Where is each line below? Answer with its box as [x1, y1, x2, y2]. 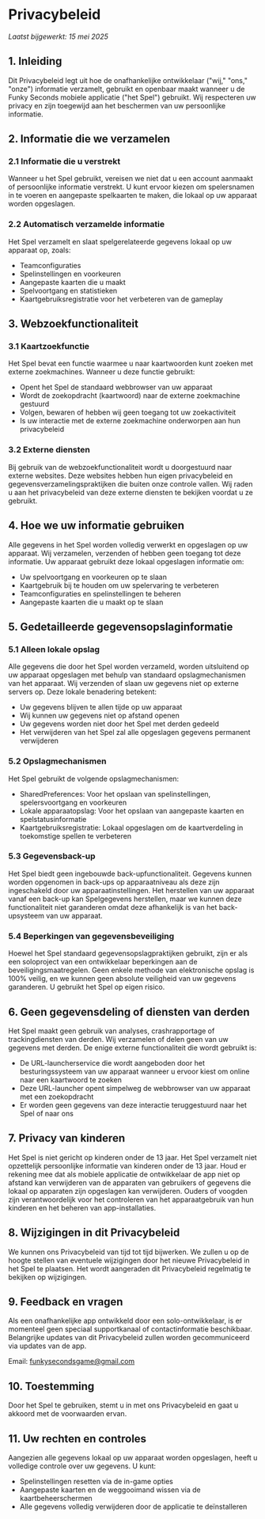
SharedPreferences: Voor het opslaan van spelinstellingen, [19, 789, 211, 798]
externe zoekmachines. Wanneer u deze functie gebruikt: [8, 367, 195, 377]
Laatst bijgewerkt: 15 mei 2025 [8, 32, 109, 41]
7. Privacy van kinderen [8, 1131, 125, 1145]
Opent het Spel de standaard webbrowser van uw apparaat [19, 382, 213, 392]
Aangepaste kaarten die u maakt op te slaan [19, 597, 164, 607]
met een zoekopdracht [19, 1092, 94, 1101]
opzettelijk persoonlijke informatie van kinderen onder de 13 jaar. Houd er [8, 1161, 247, 1170]
